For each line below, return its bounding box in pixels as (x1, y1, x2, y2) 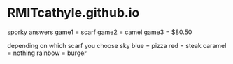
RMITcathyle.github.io (7, 5, 140, 21)
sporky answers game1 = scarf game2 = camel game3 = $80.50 (7, 28, 192, 36)
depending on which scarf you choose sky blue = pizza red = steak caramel (7, 41, 227, 49)
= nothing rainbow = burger (7, 49, 87, 57)
